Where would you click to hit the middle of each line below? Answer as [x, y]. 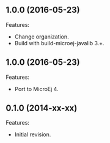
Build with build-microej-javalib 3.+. [59, 43]
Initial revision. [33, 134]
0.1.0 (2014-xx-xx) [42, 108]
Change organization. [42, 37]
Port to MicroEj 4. [36, 89]
